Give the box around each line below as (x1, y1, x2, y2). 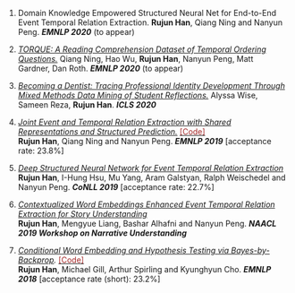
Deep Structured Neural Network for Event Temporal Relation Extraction (17, 163, 284, 173)
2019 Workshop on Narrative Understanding (17, 228, 188, 238)
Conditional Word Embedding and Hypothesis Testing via (17, 246, 230, 255)
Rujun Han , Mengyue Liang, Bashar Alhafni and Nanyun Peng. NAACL (17, 219, 277, 228)
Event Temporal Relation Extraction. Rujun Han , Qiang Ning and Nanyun (17, 17, 283, 28)
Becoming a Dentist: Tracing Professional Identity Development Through (17, 81, 286, 90)
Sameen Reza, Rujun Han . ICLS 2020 (17, 99, 156, 110)
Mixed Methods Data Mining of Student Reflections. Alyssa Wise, (17, 90, 258, 100)
